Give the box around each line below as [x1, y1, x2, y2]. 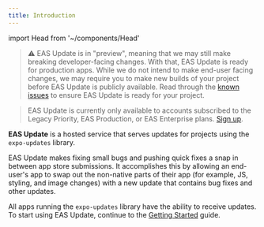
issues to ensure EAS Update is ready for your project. [27, 90, 206, 99]
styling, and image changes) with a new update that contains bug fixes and [8, 178, 253, 188]
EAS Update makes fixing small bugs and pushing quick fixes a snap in [8, 153, 239, 162]
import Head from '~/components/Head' [8, 33, 140, 43]
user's [8, 169, 29, 179]
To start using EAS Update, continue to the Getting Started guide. [8, 210, 221, 219]
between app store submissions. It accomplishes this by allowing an [8, 161, 230, 170]
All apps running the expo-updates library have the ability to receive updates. [8, 202, 257, 211]
